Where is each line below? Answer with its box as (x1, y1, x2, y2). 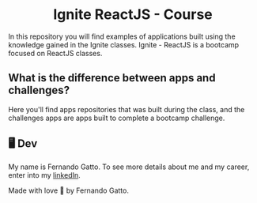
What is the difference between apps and (8, 71, 216, 85)
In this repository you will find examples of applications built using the (8, 32, 236, 41)
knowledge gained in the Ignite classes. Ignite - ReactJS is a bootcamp (8, 39, 240, 49)
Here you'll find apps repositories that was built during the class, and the (8, 104, 245, 114)
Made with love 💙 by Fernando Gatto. (8, 186, 129, 195)
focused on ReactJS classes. (8, 48, 103, 58)
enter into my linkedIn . (8, 170, 81, 179)
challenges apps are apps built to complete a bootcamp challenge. (8, 113, 225, 122)
